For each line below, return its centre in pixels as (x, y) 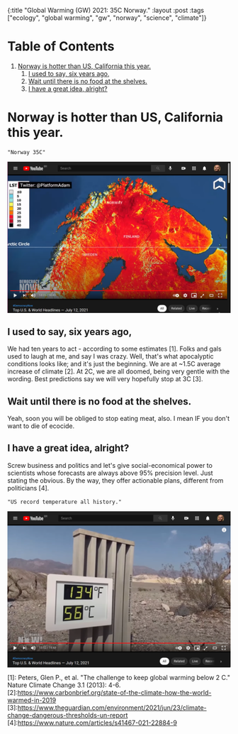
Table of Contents (61, 46)
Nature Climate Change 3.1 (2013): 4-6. (64, 685)
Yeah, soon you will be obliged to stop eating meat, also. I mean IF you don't (119, 419)
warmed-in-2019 (32, 700)
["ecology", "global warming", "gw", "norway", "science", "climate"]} (107, 18)
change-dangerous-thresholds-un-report (68, 715)
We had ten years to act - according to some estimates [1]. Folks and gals (114, 349)
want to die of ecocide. (41, 426)
